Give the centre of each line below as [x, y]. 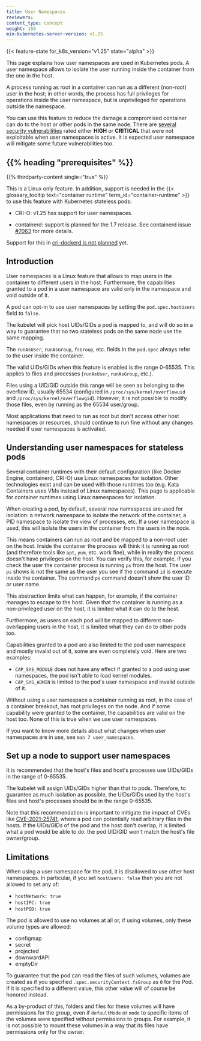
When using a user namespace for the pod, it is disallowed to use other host [100, 872]
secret [23, 945]
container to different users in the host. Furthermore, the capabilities [91, 282]
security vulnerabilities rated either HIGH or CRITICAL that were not [90, 131]
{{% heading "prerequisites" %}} [70, 162]
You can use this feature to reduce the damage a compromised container [97, 118]
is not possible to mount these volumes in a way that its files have [87, 1025]
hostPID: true [32, 909]
